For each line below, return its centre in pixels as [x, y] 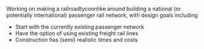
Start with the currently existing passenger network [79, 27]
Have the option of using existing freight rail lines [77, 33]
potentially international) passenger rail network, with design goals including [102, 15]
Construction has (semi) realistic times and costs [76, 40]
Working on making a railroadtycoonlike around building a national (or [94, 9]
